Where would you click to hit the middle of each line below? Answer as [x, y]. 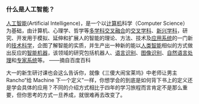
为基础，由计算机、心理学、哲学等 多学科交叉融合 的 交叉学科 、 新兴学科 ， [94, 31]
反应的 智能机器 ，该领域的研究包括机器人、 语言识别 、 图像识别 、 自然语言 [99, 53]
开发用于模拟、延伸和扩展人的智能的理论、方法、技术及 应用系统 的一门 [102, 38]
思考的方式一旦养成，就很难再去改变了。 [76, 95]
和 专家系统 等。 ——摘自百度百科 [51, 60]
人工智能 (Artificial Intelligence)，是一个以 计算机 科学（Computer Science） [97, 23]
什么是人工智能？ [31, 9]
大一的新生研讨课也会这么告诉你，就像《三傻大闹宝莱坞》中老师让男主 [92, 73]
